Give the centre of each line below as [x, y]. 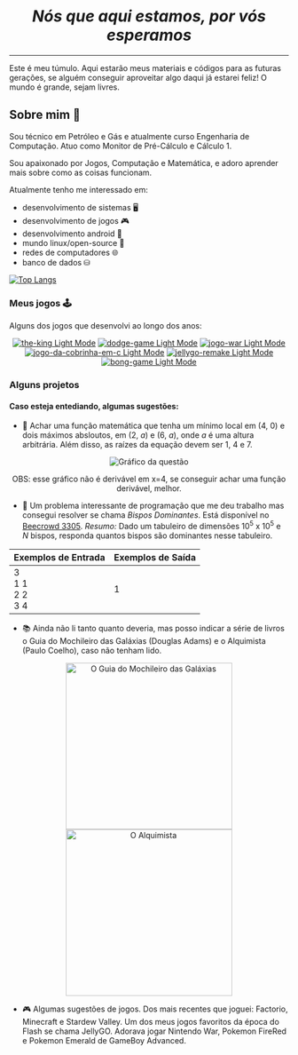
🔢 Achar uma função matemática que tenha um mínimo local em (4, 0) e [153, 426]
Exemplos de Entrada [59, 557]
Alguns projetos [44, 385]
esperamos [149, 35]
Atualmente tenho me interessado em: [79, 189]
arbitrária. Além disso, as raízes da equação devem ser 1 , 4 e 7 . [137, 445]
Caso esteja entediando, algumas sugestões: [94, 406]
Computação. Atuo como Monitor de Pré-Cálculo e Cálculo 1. [121, 146]
